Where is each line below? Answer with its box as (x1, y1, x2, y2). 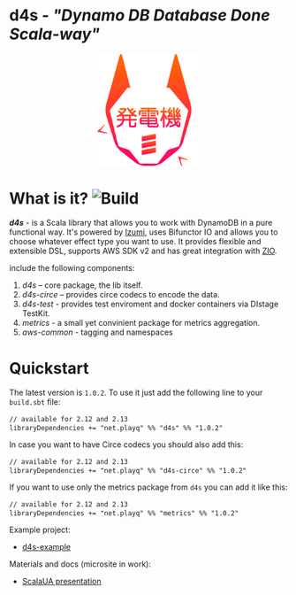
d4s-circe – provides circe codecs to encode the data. (21, 290, 220, 300)
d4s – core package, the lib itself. (21, 280, 143, 290)
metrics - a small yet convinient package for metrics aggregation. (21, 318, 261, 328)
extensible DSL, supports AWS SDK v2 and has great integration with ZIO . (9, 245, 277, 257)
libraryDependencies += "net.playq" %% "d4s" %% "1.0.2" (9, 424, 224, 433)
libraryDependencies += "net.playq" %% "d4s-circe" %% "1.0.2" (9, 467, 247, 475)
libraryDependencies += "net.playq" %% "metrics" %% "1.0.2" (9, 509, 239, 518)
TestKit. (21, 308, 50, 319)
